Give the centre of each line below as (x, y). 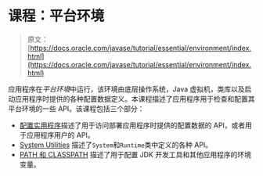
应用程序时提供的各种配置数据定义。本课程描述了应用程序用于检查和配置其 (135, 99)
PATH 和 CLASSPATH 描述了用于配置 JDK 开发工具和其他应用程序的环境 (135, 154)
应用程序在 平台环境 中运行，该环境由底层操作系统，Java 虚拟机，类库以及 (126, 89)
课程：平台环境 (56, 16)
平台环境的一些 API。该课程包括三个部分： (76, 108)
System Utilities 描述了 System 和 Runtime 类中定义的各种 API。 (116, 145)
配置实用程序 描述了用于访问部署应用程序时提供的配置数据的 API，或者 (132, 125)
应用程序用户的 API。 (61, 135)
